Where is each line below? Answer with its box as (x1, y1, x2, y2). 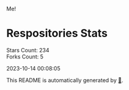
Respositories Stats (6, 27, 108, 40)
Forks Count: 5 (6, 53, 44, 60)
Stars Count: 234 (6, 46, 50, 54)
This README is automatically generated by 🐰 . (6, 76, 123, 84)
